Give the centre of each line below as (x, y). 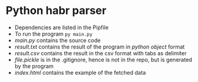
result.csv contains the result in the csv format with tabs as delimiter (101, 53)
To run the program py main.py (53, 33)
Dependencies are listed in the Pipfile (61, 27)
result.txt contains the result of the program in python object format (100, 47)
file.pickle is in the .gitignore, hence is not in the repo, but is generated (103, 60)
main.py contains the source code (57, 40)
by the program (34, 66)
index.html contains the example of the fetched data (80, 72)
